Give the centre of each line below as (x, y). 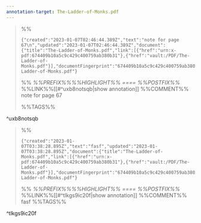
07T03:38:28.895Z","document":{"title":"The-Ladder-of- (92, 151)
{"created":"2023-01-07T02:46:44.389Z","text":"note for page (100, 40)
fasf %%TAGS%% (44, 201)
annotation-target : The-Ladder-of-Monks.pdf (63, 12)
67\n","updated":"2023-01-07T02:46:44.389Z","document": (93, 45)
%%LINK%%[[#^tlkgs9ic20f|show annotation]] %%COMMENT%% (104, 195)
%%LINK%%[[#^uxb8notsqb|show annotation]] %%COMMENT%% (105, 89)
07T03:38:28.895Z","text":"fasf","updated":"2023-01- (89, 146)
